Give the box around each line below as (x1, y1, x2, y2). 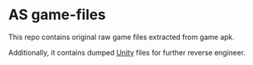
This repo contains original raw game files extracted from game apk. (8, 32, 235, 42)
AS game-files (8, 6, 106, 24)
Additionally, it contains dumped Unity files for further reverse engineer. (8, 47, 246, 57)
